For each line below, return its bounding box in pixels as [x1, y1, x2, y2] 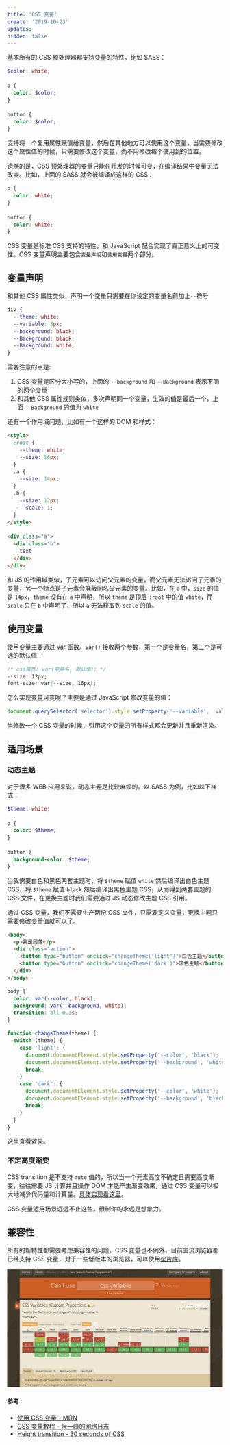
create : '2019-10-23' [7, 18, 69, 25]
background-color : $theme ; [13, 856, 90, 863]
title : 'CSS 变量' [7, 11, 57, 18]
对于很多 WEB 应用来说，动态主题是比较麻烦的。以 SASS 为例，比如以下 [7, 782, 211, 791]
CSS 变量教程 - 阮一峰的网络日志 [16, 1422, 110, 1430]
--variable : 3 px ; [13, 321, 63, 328]
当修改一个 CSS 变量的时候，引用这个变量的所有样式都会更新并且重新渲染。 [7, 721, 221, 730]
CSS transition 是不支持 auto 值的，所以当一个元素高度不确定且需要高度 [7, 1172, 209, 1181]
